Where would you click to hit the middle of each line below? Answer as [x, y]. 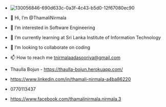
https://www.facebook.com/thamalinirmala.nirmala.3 [66, 99]
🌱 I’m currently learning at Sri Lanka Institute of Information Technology [86, 37]
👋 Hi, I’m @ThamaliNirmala [38, 18]
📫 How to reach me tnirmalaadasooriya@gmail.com [65, 58]
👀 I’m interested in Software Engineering [53, 28]
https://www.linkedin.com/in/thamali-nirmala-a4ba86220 [70, 79]
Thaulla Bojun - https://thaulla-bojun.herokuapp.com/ [66, 69]
